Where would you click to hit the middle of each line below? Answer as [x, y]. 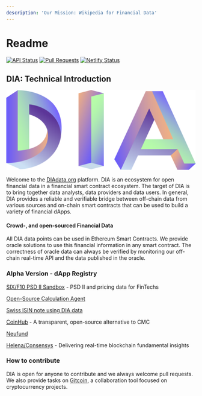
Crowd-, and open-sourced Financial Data [60, 225]
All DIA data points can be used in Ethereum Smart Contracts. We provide [97, 239]
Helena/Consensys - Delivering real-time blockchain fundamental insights [98, 345]
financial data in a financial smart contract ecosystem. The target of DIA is [98, 186]
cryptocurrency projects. [37, 386]
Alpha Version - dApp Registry [52, 274]
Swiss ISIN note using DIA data [44, 310]
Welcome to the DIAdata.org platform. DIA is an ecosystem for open [90, 180]
